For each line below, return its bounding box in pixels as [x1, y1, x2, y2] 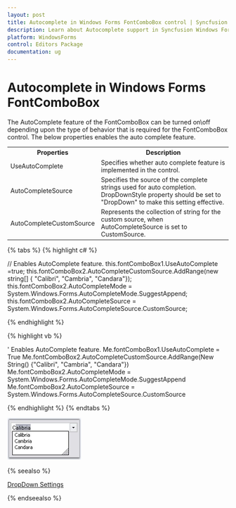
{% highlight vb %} [7, 331, 63, 340]
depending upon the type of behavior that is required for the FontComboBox [7, 125, 228, 134]
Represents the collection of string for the [100, 208, 221, 216]
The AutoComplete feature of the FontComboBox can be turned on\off [7, 118, 211, 126]
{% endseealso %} [7, 493, 62, 502]
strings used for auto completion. [100, 183, 197, 191]
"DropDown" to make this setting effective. [100, 198, 225, 206]
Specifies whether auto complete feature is [100, 158, 225, 167]
